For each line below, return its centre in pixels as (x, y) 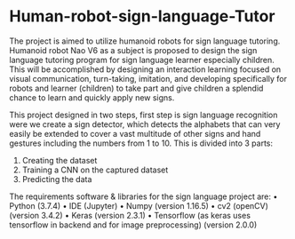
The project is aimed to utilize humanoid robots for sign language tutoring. (145, 41)
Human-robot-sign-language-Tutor (142, 16)
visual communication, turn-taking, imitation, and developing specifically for (148, 78)
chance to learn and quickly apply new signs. (92, 97)
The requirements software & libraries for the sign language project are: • (144, 196)
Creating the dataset (60, 160)
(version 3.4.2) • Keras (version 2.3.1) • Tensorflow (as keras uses (130, 215)
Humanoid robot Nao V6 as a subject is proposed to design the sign (133, 50)
